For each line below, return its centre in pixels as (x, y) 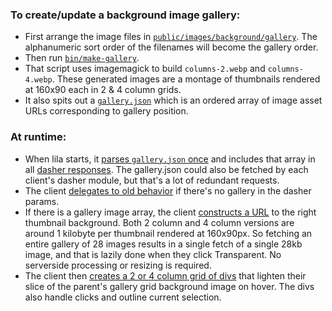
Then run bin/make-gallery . (82, 58)
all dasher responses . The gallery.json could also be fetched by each (166, 169)
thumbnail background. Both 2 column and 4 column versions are (159, 222)
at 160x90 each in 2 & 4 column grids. (103, 90)
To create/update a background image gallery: (125, 15)
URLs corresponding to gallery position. (106, 111)
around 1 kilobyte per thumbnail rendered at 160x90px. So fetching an (168, 233)
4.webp (38, 80)
